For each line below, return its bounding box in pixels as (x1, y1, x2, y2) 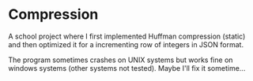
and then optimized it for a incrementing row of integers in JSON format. (8, 39, 244, 49)
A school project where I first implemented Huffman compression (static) (8, 31, 246, 41)
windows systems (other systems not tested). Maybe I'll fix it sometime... (8, 63, 246, 72)
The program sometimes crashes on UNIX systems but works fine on (8, 55, 233, 64)
